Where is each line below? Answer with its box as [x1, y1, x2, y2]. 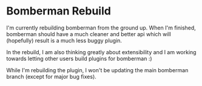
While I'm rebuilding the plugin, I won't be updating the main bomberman [6, 66, 189, 73]
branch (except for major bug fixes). [6, 73, 97, 80]
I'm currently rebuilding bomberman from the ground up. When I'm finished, [6, 24, 196, 31]
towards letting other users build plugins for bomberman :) [6, 55, 153, 62]
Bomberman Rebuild [6, 4, 111, 18]
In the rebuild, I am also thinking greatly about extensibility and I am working [6, 48, 197, 55]
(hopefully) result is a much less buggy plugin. [6, 37, 123, 44]
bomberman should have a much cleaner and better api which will [6, 30, 171, 37]
